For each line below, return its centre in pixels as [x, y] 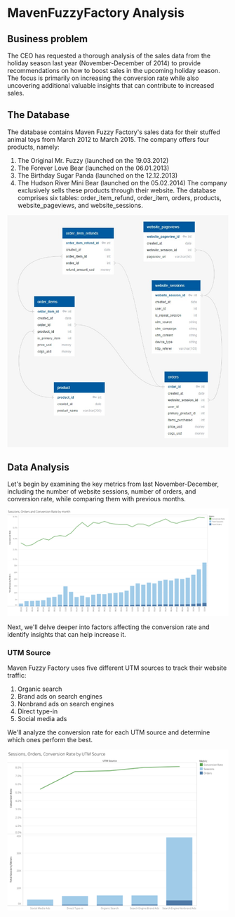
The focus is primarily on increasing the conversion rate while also [103, 78]
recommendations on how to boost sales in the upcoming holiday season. [114, 71]
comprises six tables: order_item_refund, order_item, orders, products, [119, 197]
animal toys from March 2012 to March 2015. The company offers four [108, 139]
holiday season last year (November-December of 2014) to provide [104, 63]
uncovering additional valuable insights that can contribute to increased [111, 85]
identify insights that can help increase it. [67, 634]
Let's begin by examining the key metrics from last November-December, [113, 484]
